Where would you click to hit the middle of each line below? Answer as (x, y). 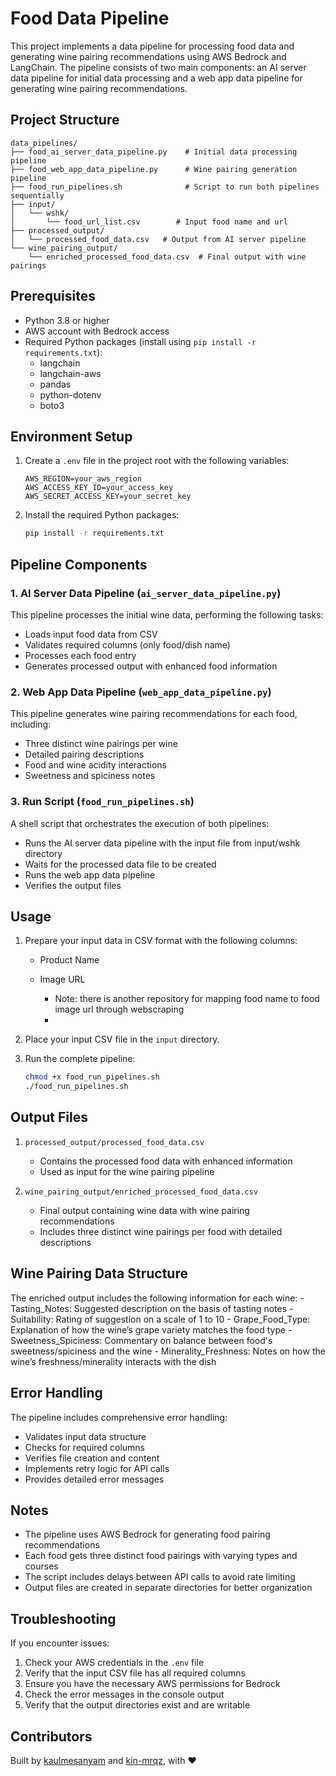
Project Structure (65, 120)
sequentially (37, 195)
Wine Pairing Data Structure (99, 1273)
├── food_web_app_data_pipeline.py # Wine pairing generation (154, 169)
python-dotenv (70, 394)
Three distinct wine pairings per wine (101, 744)
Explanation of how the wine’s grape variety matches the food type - (151, 1329)
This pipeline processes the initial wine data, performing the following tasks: (167, 614)
